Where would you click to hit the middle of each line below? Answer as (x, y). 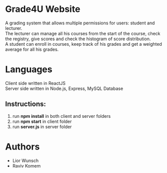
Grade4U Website (43, 9)
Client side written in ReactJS (35, 83)
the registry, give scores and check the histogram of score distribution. (78, 39)
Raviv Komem (26, 166)
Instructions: (26, 104)
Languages (29, 69)
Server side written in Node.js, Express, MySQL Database (64, 88)
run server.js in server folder (42, 127)
